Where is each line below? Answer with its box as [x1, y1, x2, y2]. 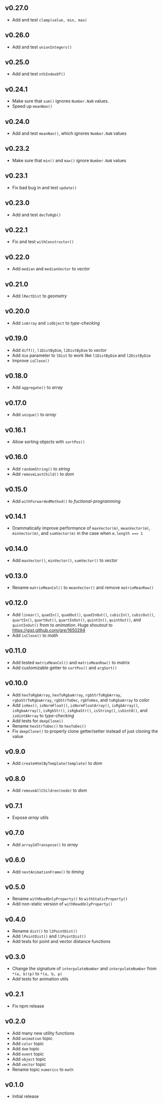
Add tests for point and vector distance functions [12, 939, 111, 944]
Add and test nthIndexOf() [12, 71, 66, 77]
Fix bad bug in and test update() [12, 184, 77, 190]
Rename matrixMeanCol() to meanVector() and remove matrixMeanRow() [12, 585, 154, 591]
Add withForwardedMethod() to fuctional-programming [12, 498, 121, 504]
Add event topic [12, 1051, 44, 1057]
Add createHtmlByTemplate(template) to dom [12, 760, 103, 766]
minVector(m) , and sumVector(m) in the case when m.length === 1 [12, 531, 143, 536]
